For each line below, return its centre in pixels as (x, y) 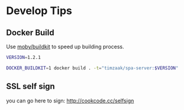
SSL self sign (30, 86)
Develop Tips (39, 11)
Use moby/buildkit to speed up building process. (65, 46)
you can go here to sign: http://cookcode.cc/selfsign (70, 101)
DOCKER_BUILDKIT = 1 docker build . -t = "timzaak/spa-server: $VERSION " (92, 68)
